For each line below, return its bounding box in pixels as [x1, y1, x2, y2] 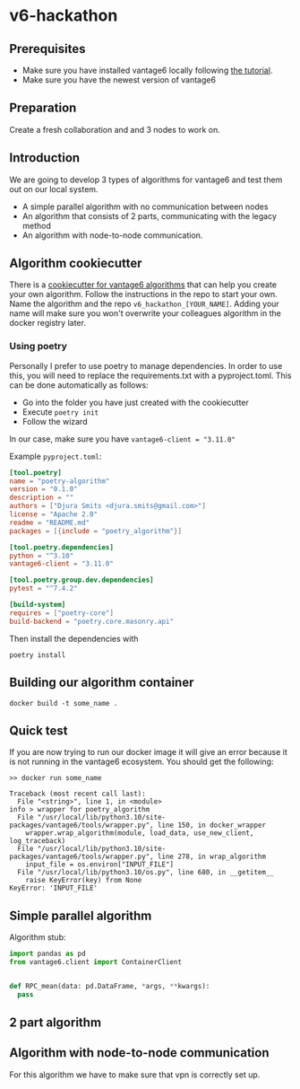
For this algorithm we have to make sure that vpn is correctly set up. [9, 1069, 261, 1080]
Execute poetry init [21, 406, 99, 417]
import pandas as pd [9, 949, 87, 959]
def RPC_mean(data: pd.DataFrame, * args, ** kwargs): [9, 981, 210, 990]
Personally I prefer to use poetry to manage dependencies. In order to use [9, 360, 283, 371]
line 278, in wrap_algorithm [157, 852, 267, 862]
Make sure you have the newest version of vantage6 [21, 75, 217, 85]
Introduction [9, 150, 81, 166]
